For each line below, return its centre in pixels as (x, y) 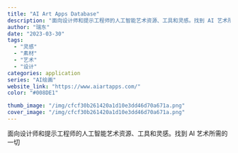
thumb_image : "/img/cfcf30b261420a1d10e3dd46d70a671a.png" (96, 106)
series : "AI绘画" (32, 80)
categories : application (44, 73)
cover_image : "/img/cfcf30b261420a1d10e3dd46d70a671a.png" (96, 113)
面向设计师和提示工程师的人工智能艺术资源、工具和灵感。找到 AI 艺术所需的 (118, 133)
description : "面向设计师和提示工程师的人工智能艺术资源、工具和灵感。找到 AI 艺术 (118, 21)
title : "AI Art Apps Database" (53, 14)
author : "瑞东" (29, 27)
